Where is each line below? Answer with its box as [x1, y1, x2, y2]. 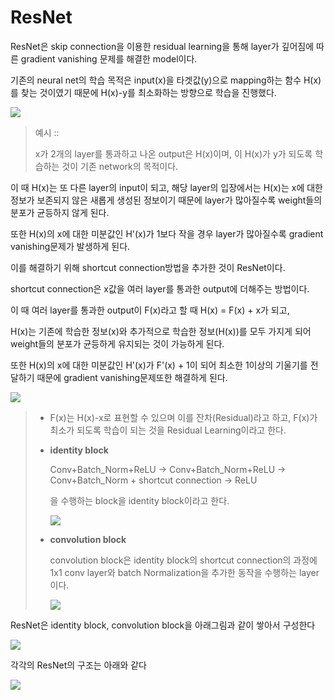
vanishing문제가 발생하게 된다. [10, 240, 131, 252]
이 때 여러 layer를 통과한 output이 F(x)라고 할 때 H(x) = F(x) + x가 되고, [10, 304, 290, 316]
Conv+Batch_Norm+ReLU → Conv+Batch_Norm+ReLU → [49, 463, 287, 475]
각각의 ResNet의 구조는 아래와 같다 [10, 659, 147, 671]
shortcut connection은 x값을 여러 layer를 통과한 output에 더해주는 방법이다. [10, 282, 310, 295]
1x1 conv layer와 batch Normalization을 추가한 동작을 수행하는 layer [49, 566, 320, 578]
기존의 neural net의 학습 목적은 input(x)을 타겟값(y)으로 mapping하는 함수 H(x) [10, 74, 322, 86]
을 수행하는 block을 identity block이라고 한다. [49, 494, 230, 506]
